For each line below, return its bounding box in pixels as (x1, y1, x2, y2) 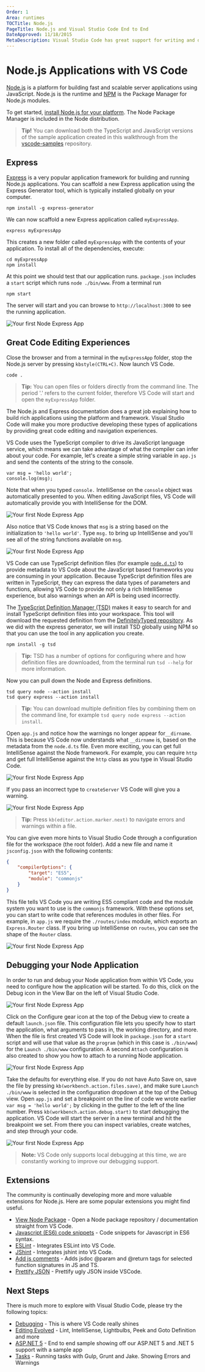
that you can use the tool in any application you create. (6, 629, 145, 637)
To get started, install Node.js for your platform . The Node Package (6, 108, 175, 116)
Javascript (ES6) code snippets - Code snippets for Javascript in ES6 (15, 1229, 190, 1237)
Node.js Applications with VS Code (6, 63, 188, 78)
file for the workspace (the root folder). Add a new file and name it (6, 840, 173, 848)
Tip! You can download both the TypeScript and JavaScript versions (21, 126, 193, 134)
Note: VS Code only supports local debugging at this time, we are (21, 1151, 187, 1158)
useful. (6, 1204, 24, 1211)
